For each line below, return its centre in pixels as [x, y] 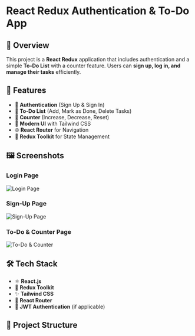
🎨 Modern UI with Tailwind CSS [53, 123]
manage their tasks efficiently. [44, 72]
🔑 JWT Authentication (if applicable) [60, 306]
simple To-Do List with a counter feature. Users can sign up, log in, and [93, 66]
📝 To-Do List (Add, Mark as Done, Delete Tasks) [73, 111]
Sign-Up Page [27, 204]
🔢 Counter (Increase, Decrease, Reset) [62, 117]
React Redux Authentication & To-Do [98, 11]
